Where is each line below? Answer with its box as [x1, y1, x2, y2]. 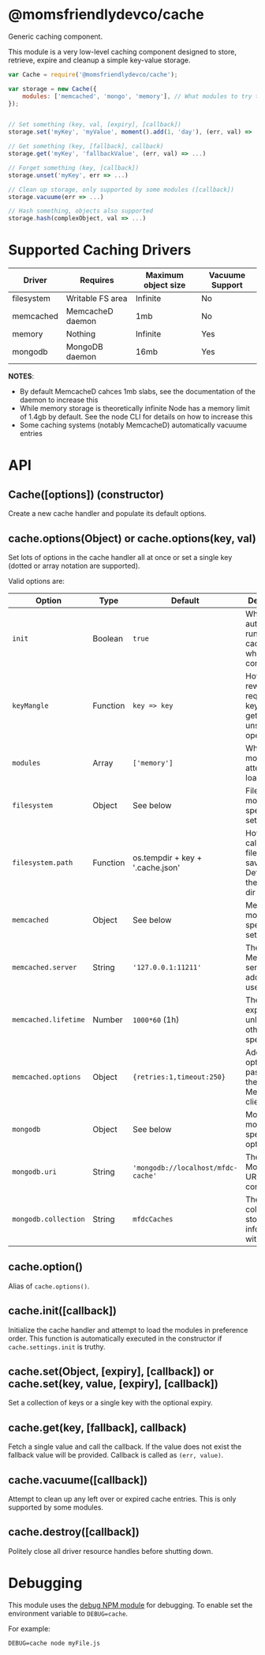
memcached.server [12, 962, 77, 972]
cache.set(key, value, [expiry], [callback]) [8, 1377, 218, 1390]
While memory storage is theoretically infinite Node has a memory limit [19, 404, 250, 413]
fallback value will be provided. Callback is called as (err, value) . [8, 1450, 224, 1460]
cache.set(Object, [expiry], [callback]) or [8, 1364, 215, 1378]
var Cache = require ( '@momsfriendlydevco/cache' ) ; [8, 70, 178, 78]
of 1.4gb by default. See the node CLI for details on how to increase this [19, 412, 253, 422]
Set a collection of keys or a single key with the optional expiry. [8, 1398, 213, 1408]
